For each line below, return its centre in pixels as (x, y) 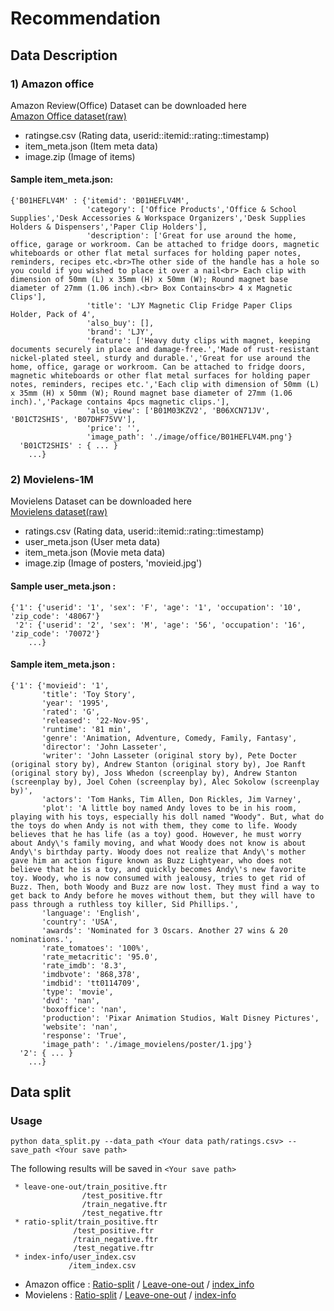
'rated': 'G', (71, 712)
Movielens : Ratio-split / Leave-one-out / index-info (130, 1295)
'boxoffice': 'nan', (84, 1009)
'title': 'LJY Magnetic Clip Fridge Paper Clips (189, 306)
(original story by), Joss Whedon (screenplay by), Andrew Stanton (154, 773)
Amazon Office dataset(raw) (68, 116)
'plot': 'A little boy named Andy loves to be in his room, (169, 808)
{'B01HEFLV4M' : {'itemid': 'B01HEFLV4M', (100, 201)
